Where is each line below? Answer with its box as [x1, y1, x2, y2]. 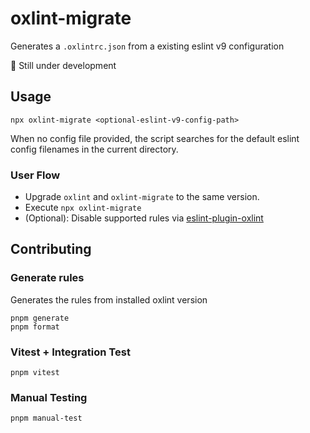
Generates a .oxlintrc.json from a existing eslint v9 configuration [10, 40, 285, 52]
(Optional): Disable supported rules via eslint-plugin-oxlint [24, 212, 264, 224]
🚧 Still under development [10, 59, 117, 71]
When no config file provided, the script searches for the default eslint [10, 132, 300, 144]
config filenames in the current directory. [10, 143, 179, 155]
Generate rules [10, 271, 85, 285]
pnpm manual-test [10, 413, 83, 424]
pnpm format [10, 322, 60, 332]
